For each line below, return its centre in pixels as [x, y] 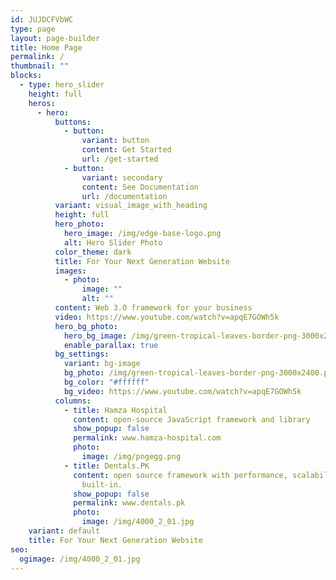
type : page [33, 29]
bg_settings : [82, 354]
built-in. [102, 484]
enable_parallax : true [111, 345]
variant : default [64, 531]
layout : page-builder [55, 38]
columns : [73, 401]
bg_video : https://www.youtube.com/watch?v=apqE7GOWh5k [182, 391]
